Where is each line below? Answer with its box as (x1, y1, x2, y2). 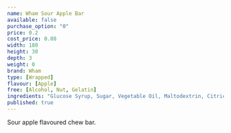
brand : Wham (7, 67, 41, 74)
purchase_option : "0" (7, 23, 69, 29)
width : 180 (7, 42, 38, 49)
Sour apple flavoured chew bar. (7, 118, 96, 126)
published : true (7, 99, 54, 106)
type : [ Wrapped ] (7, 73, 54, 81)
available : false (7, 16, 57, 23)
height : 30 (7, 49, 38, 56)
